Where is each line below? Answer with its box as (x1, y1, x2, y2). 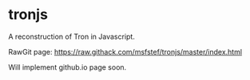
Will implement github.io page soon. (8, 62, 127, 72)
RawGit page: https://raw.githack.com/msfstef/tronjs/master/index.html (8, 47, 242, 56)
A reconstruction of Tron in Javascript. (8, 32, 136, 41)
